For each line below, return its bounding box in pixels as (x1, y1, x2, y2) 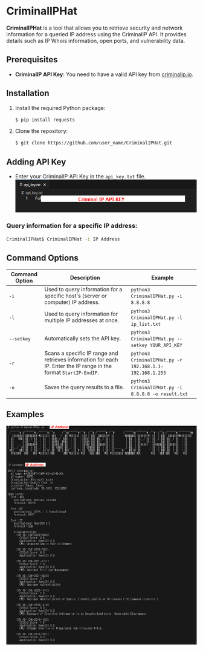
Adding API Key (6, 157, 66, 167)
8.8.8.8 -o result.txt (130, 391, 188, 397)
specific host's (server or (44, 292, 107, 300)
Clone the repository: (14, 128, 68, 135)
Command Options (6, 253, 79, 264)
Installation (6, 88, 50, 99)
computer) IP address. (44, 299, 100, 306)
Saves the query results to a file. (44, 384, 124, 391)
